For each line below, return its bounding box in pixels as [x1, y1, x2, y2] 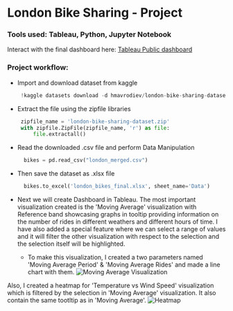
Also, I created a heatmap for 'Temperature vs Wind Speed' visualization [7, 281, 214, 289]
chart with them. [27, 268, 75, 276]
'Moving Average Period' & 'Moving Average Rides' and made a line [27, 260, 221, 269]
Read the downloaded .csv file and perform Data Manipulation [17, 144, 196, 152]
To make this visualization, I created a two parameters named [27, 253, 203, 262]
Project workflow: [7, 62, 69, 72]
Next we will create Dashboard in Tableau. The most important [17, 196, 196, 204]
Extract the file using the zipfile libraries [17, 104, 131, 112]
